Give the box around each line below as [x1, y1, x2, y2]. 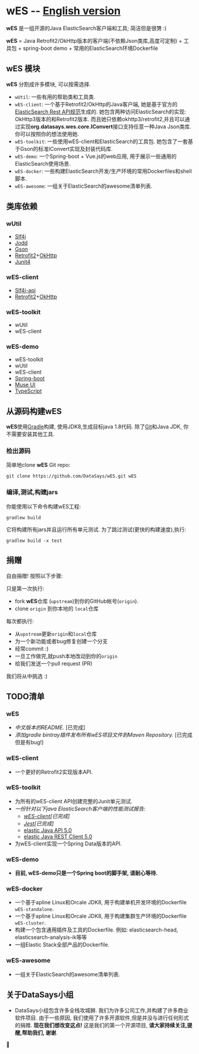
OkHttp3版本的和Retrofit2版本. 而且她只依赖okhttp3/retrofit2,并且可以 [14, 115, 185, 122]
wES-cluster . [14, 919, 46, 926]
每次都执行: [6, 617, 34, 624]
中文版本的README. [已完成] [14, 724, 86, 731]
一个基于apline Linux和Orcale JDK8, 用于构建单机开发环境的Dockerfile [14, 899, 187, 906]
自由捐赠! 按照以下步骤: [6, 572, 63, 579]
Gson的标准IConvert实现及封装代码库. [20, 145, 113, 152]
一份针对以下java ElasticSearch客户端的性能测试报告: [14, 805, 146, 812]
